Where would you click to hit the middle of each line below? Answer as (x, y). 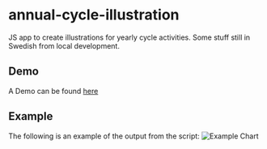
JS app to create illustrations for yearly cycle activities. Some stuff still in (129, 37)
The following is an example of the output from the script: (104, 136)
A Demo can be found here (53, 91)
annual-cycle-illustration (94, 15)
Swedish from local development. (64, 45)
